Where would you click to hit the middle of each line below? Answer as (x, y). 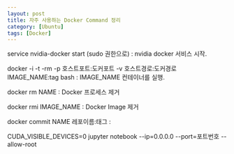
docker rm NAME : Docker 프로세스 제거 (64, 92)
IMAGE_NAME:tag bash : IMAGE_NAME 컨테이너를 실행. (86, 77)
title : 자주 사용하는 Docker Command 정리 (64, 20)
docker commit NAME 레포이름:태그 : (59, 122)
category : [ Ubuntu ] (36, 26)
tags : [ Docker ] (29, 33)
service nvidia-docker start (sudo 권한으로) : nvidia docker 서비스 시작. (107, 54)
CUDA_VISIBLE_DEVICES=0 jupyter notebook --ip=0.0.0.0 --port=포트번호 (114, 137)
